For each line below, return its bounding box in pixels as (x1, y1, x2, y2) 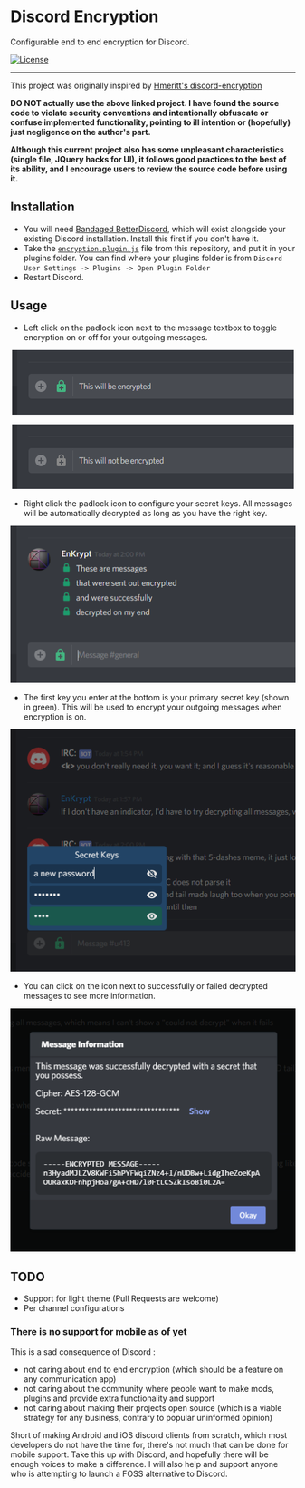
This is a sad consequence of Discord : (10, 1346, 157, 1357)
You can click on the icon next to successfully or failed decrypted (23, 980, 268, 991)
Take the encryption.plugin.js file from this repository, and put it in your (23, 242, 296, 253)
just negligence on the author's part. (10, 126, 151, 137)
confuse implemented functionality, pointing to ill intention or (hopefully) (10, 116, 291, 128)
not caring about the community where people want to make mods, (23, 1383, 275, 1394)
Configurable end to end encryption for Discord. (10, 36, 190, 47)
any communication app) (23, 1373, 117, 1385)
